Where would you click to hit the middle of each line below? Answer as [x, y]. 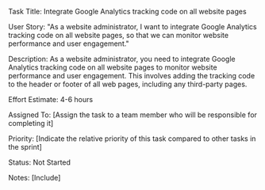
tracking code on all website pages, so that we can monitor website [118, 35]
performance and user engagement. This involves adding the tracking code [132, 76]
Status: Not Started [40, 162]
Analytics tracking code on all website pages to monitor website [113, 67]
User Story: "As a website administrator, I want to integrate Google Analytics [132, 27]
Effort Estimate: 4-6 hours [51, 99]
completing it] [31, 123]
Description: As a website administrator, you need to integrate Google [122, 59]
